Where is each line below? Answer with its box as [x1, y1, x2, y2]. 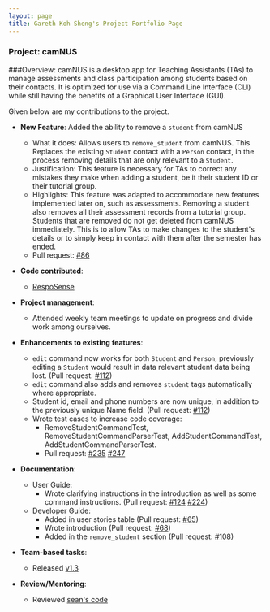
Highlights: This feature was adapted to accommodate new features [32, 189, 259, 199]
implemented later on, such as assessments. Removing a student [32, 198, 250, 208]
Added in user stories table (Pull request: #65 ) [44, 514, 199, 524]
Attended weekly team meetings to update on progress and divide [32, 313, 254, 323]
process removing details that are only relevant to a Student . [32, 155, 234, 165]
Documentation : [19, 464, 76, 474]
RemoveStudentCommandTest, [44, 422, 148, 432]
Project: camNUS [8, 46, 78, 58]
